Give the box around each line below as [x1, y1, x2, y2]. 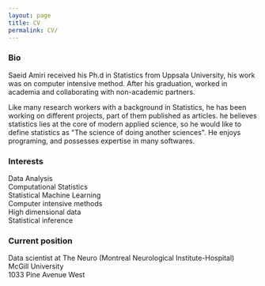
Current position [8, 235, 73, 246]
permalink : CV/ [8, 26, 59, 34]
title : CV [8, 19, 41, 27]
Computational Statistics [8, 182, 89, 191]
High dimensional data [8, 207, 81, 216]
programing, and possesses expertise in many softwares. [8, 136, 195, 145]
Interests [8, 156, 44, 167]
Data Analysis [8, 173, 53, 183]
